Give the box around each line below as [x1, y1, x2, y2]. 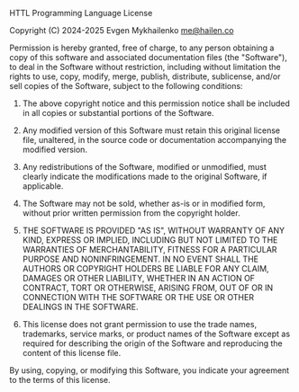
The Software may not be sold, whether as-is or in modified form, [22, 198, 266, 209]
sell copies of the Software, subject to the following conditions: [9, 81, 243, 91]
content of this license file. [22, 348, 122, 358]
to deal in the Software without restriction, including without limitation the [9, 62, 281, 72]
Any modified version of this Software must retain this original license [22, 125, 281, 136]
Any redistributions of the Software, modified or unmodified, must [22, 162, 267, 172]
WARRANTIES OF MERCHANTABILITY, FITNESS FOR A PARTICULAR [22, 245, 277, 254]
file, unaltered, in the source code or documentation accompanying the [22, 135, 286, 145]
